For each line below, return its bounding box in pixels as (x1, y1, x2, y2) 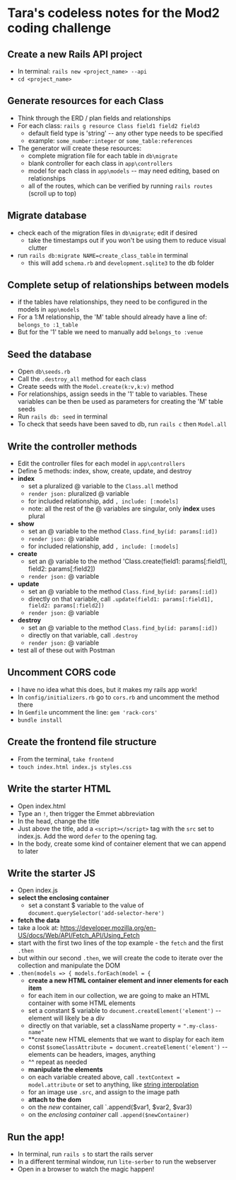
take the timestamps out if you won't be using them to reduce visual (28, 236, 226, 244)
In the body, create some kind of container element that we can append (17, 839, 226, 848)
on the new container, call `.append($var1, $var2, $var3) (28, 1103, 193, 1111)
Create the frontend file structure (7, 736, 157, 748)
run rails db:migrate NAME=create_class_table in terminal (17, 251, 189, 259)
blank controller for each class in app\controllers (28, 159, 173, 167)
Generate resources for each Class (7, 95, 164, 107)
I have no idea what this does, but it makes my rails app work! (17, 685, 198, 693)
